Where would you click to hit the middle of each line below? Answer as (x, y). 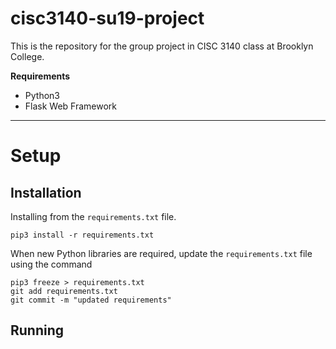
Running (37, 330)
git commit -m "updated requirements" (91, 300)
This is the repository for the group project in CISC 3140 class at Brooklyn (162, 46)
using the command (51, 264)
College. (27, 56)
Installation (46, 192)
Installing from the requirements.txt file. (93, 216)
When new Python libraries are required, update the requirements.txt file (161, 253)
